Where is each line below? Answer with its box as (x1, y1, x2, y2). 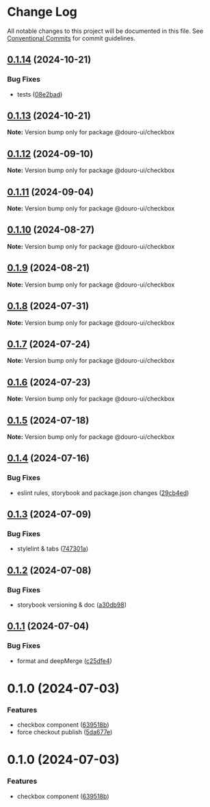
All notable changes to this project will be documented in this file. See (7, 27, 204, 35)
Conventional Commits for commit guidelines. (7, 34, 135, 42)
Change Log (7, 4, 77, 20)
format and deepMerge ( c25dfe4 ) (16, 656, 113, 665)
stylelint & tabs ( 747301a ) (16, 544, 89, 553)
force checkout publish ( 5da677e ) (16, 728, 113, 736)
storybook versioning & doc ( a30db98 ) (16, 601, 127, 609)
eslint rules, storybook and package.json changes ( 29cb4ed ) (16, 488, 189, 497)
